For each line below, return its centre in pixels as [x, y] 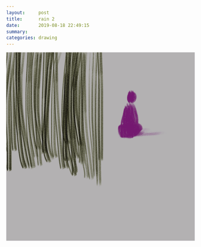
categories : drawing [32, 38]
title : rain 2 [31, 19]
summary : [17, 32]
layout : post [28, 13]
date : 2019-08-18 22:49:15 [48, 25]
